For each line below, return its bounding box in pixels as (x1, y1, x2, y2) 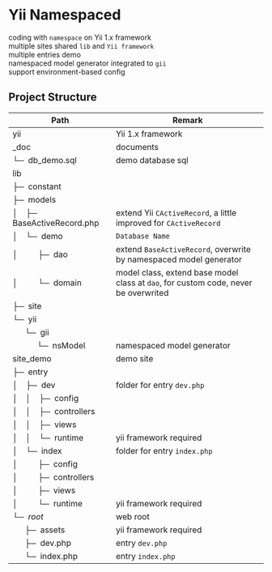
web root (116, 510, 150, 522)
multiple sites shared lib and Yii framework (8, 41, 155, 50)
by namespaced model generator (116, 254, 243, 265)
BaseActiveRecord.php (12, 217, 100, 228)
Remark (172, 114, 203, 126)
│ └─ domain (12, 277, 83, 288)
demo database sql (116, 154, 189, 165)
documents (116, 141, 159, 152)
